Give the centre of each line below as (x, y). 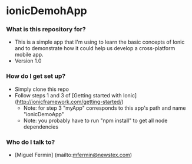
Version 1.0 (28, 61)
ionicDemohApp (47, 11)
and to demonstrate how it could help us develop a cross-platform (95, 48)
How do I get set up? (36, 76)
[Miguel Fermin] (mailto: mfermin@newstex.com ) (73, 155)
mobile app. (29, 55)
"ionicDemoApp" (44, 114)
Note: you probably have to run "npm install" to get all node (95, 120)
